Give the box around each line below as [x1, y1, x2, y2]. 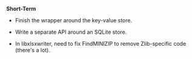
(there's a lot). [15, 46, 50, 54]
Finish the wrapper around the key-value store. [15, 17, 132, 23]
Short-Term [6, 5, 36, 12]
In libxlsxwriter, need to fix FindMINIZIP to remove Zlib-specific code [15, 40, 187, 47]
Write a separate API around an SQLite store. [15, 28, 127, 36]
